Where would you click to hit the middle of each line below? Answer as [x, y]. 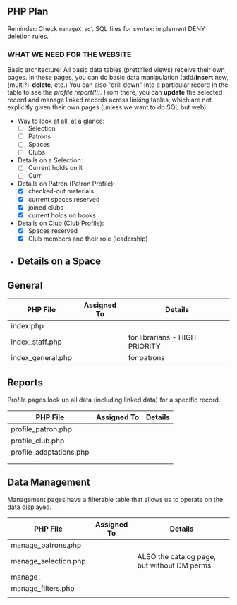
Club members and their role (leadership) [88, 239]
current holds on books [62, 215]
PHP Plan [28, 12]
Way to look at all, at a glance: [61, 121]
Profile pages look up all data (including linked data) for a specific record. [114, 400]
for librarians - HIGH [162, 337]
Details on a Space [59, 262]
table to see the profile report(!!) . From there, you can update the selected [115, 92]
